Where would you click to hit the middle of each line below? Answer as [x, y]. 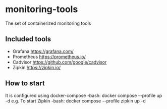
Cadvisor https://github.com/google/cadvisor [60, 62]
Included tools [28, 39]
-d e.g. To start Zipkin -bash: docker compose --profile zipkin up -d [76, 101]
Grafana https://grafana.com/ [43, 51]
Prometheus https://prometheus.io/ [49, 57]
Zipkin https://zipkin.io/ [37, 67]
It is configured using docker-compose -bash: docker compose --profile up [84, 95]
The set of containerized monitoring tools [48, 23]
